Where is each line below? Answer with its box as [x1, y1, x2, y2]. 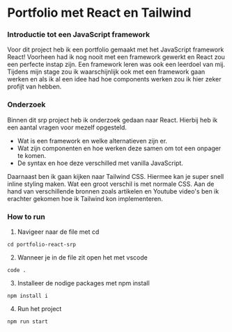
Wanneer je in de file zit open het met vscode [17, 253, 148, 262]
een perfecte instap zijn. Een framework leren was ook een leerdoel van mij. [7, 61, 225, 69]
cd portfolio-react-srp [7, 242, 77, 248]
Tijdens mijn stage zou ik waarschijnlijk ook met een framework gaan [7, 68, 206, 76]
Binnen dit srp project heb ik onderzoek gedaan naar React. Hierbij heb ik [7, 116, 218, 124]
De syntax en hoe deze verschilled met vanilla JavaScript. [17, 159, 183, 167]
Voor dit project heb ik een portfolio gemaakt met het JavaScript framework [7, 45, 224, 54]
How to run [7, 212, 45, 221]
